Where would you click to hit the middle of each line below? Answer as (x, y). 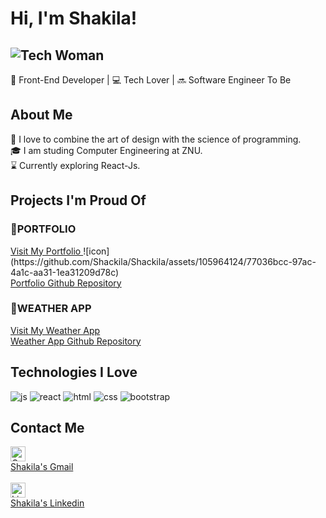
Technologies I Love (74, 372)
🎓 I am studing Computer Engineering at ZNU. (106, 150)
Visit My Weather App (55, 330)
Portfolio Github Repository (66, 283)
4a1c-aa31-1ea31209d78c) (65, 272)
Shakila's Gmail (42, 467)
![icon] (96, 251)
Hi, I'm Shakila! (74, 18)
